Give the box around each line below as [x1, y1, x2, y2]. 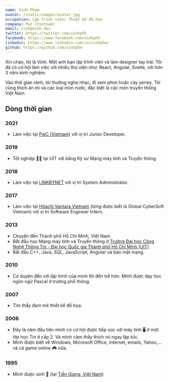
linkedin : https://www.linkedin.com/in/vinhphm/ [5, 40, 109, 45]
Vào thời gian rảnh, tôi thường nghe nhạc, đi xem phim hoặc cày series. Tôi [5, 79, 160, 85]
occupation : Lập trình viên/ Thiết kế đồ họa [5, 17, 102, 22]
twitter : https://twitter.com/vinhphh [5, 31, 87, 36]
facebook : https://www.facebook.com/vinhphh [5, 36, 100, 41]
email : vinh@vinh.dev [5, 26, 51, 31]
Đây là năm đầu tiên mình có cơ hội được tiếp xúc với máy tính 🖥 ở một [12, 326, 159, 333]
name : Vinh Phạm [5, 7, 39, 13]
